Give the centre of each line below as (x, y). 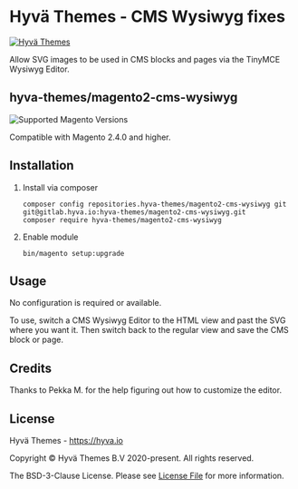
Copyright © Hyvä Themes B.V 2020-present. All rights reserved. (132, 458)
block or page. (36, 340)
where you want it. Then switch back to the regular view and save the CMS (149, 330)
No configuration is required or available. (86, 303)
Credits (31, 368)
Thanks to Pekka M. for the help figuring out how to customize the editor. (146, 390)
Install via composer (60, 187)
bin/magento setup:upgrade (73, 253)
